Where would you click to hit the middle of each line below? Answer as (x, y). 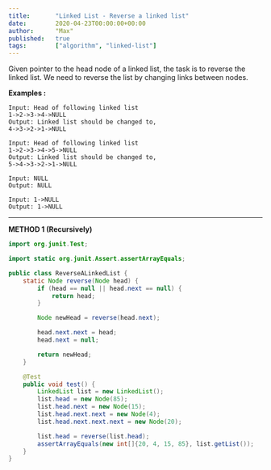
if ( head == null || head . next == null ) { (110, 288)
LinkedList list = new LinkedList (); (100, 392)
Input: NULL (28, 178)
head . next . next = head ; (77, 333)
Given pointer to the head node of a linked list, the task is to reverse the (127, 69)
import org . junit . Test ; (48, 244)
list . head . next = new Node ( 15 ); (92, 407)
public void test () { (59, 384)
